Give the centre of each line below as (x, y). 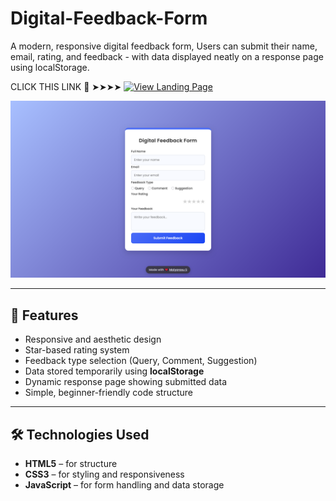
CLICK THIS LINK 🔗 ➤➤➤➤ (66, 86)
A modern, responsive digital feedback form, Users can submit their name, (164, 46)
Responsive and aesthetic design (93, 339)
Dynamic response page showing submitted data (126, 382)
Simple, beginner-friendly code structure (108, 393)
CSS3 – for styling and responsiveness (104, 474)
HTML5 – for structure (71, 464)
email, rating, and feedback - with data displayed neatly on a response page (167, 56)
